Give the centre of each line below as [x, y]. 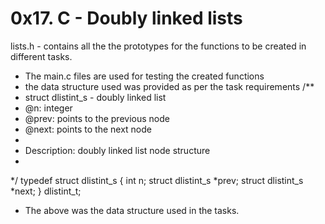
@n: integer [48, 108]
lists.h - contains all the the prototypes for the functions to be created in [158, 46]
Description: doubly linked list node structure [117, 150]
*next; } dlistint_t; [46, 191]
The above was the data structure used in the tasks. [132, 210]
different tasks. [41, 56]
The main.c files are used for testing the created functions [144, 76]
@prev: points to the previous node [97, 118]
